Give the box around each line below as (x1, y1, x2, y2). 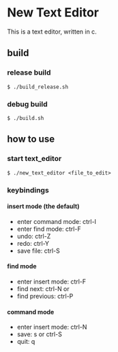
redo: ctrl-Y (16, 239, 50, 247)
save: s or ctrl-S (16, 330, 63, 338)
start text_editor (7, 154, 62, 164)
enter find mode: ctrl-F (16, 225, 81, 233)
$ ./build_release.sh (7, 84, 69, 90)
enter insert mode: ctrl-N (16, 323, 87, 331)
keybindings (7, 185, 49, 194)
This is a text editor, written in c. (7, 27, 97, 36)
